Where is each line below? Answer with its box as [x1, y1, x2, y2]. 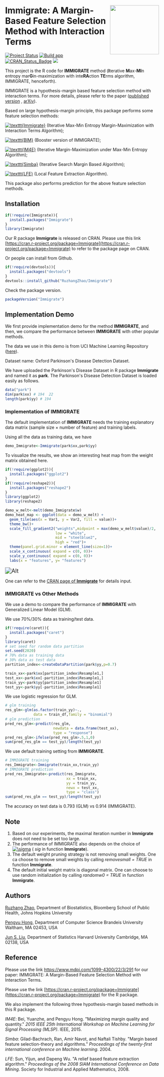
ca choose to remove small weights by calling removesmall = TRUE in [12, 856, 152, 862]
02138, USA [5, 939, 29, 945]
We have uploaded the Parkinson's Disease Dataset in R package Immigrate [5, 368, 159, 373]
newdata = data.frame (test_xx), [53, 726, 119, 731]
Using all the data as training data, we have [5, 434, 92, 440]
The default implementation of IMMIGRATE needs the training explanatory [5, 420, 154, 425]
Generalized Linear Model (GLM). [5, 606, 72, 613]
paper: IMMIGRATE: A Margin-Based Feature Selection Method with [5, 972, 142, 977]
